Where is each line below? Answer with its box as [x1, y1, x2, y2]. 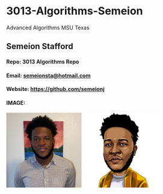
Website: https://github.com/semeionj [6, 86, 105, 93]
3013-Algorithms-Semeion [6, 4, 143, 18]
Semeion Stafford [6, 41, 73, 51]
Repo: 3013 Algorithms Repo [6, 58, 79, 65]
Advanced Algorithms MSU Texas [6, 24, 90, 31]
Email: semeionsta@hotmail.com [6, 72, 91, 79]
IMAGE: [6, 99, 26, 106]
